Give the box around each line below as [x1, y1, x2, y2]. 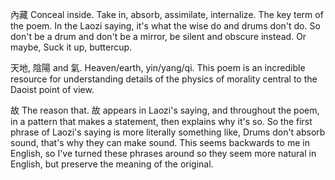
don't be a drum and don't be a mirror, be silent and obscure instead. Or [10, 31, 307, 42]
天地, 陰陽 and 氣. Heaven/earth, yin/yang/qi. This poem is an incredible [10, 62, 306, 73]
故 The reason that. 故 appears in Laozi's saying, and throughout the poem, [10, 104, 320, 116]
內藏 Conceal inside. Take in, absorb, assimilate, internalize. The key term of [10, 9, 324, 20]
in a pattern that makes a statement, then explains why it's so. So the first [10, 116, 313, 127]
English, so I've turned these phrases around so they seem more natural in [10, 148, 317, 159]
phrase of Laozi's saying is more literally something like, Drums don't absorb [10, 126, 326, 138]
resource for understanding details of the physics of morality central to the [10, 73, 318, 85]
